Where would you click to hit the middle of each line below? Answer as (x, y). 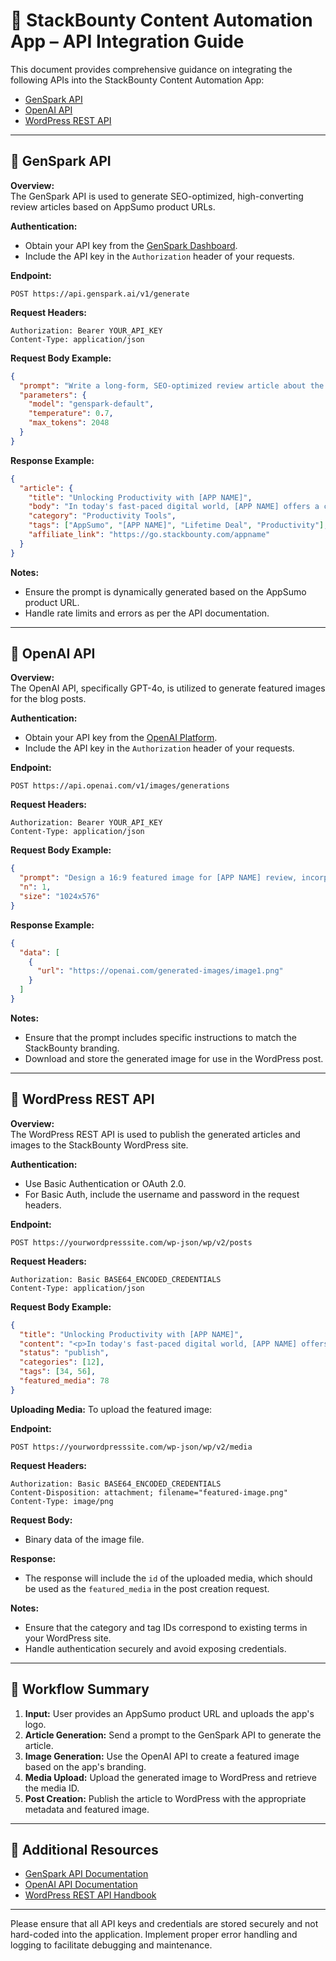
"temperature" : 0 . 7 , (71, 414)
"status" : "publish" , (64, 1353)
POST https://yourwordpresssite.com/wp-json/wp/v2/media (131, 1447)
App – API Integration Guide (127, 41)
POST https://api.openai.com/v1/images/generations (120, 786)
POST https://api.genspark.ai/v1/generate (100, 294)
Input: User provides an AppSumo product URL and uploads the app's (169, 1713)
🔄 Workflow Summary (80, 1689)
